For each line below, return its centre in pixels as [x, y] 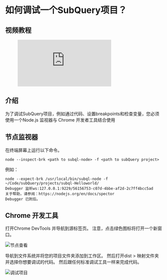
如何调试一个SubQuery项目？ [66, 10]
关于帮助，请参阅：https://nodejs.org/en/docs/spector [60, 194]
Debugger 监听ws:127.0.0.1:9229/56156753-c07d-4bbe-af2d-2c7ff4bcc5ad [79, 188]
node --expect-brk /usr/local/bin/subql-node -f [57, 179]
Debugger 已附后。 [23, 199]
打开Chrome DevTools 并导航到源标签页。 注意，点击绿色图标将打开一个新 [82, 228]
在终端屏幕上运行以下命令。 [34, 150]
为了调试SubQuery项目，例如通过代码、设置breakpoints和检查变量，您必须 [82, 114]
